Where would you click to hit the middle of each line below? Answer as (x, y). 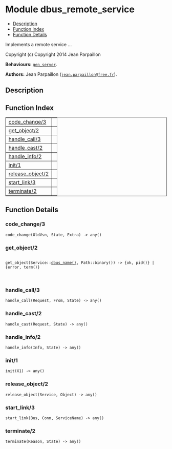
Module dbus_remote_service (70, 9)
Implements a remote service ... (39, 44)
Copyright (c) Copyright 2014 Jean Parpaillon (53, 54)
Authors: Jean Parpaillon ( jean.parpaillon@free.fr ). (61, 74)
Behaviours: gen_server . (31, 64)
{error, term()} (23, 268)
